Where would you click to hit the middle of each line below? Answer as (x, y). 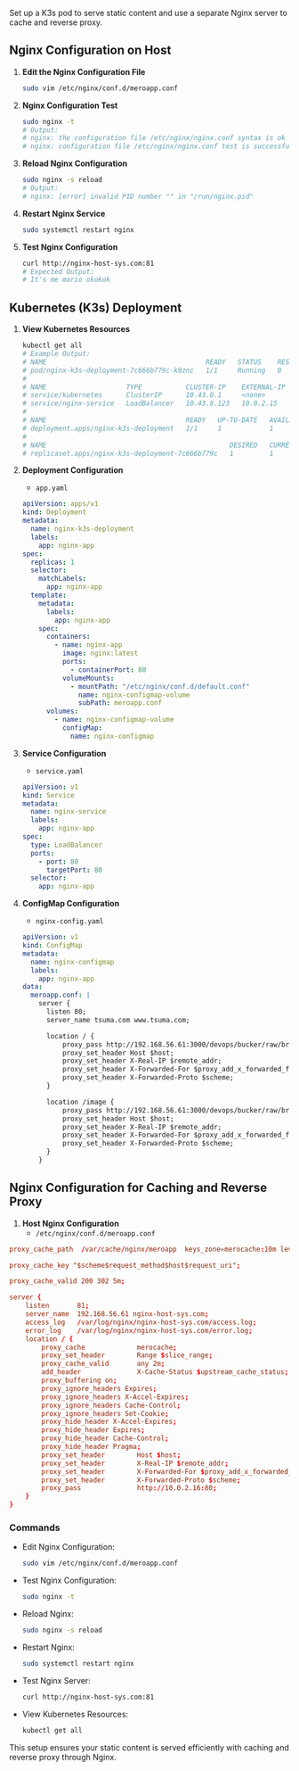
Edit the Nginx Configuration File (84, 71)
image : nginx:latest (100, 654)
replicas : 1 (53, 562)
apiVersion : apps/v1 (60, 504)
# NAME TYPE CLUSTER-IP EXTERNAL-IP (154, 387)
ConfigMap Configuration (71, 904)
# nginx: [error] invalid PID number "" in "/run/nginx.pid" (138, 196)
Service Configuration (64, 753)
